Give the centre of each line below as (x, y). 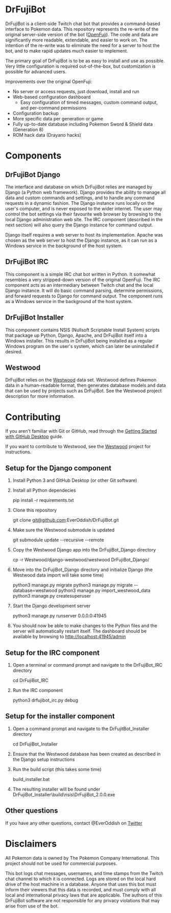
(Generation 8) (28, 130)
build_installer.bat (31, 779)
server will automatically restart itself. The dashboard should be (80, 631)
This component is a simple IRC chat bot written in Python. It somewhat (80, 274)
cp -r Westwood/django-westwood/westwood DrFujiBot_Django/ (81, 560)
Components (33, 156)
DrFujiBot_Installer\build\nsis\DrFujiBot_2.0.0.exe (64, 794)
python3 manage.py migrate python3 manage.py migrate (72, 585)
